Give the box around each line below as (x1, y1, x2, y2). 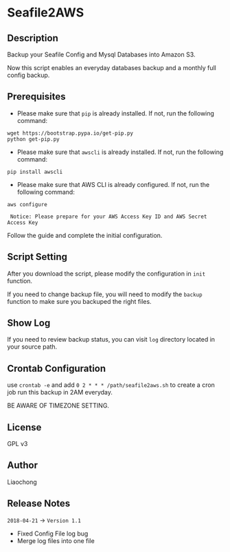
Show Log (7, 318, 51, 329)
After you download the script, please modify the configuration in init (7, 269, 206, 278)
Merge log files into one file (16, 536, 95, 544)
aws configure (7, 201, 48, 208)
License (7, 421, 42, 433)
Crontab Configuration (7, 362, 106, 374)
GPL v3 (7, 440, 28, 448)
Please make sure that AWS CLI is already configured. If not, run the (16, 180, 210, 188)
